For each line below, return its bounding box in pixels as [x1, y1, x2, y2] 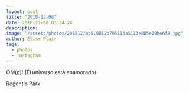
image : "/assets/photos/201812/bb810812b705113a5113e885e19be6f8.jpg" [6, 31, 184, 36]
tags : [6, 42, 19, 48]
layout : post [6, 8, 38, 15]
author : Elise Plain [6, 36, 57, 42]
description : [6, 25, 38, 31]
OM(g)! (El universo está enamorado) [6, 68, 96, 75]
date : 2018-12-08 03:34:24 [6, 19, 73, 25]
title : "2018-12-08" [6, 14, 57, 20]
